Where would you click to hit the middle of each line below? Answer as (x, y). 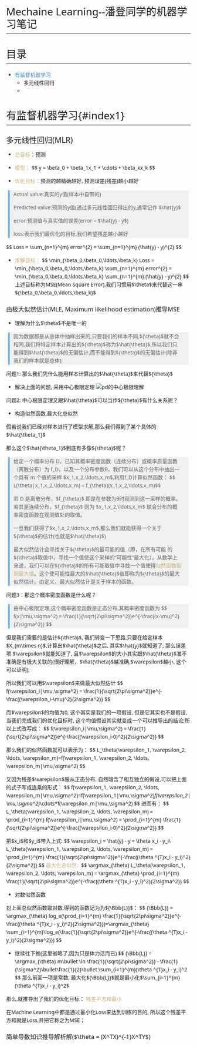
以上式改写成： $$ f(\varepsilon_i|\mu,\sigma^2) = (67, 728)
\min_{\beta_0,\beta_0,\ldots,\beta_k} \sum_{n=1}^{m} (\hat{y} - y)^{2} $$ (102, 276)
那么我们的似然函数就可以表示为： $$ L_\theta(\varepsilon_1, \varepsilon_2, (96, 750)
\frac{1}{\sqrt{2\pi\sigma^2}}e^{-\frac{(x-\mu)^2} (121, 616)
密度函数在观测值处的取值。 (52, 514)
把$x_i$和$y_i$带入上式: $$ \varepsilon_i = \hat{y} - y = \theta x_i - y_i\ (89, 841)
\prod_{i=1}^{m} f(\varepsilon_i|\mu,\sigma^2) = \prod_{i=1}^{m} (84, 819)
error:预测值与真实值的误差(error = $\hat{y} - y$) (71, 220)
